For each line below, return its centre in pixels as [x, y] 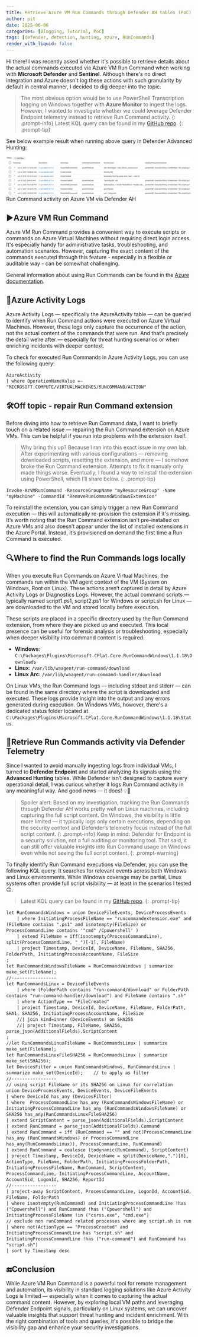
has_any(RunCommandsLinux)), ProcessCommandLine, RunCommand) [84, 1144]
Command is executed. [34, 539]
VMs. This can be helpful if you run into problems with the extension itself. [97, 435]
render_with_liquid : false [39, 44]
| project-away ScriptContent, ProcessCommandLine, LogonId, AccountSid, [99, 1192]
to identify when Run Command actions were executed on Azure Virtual [93, 320]
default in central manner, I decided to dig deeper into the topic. [84, 87]
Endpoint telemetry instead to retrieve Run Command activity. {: [98, 117]
